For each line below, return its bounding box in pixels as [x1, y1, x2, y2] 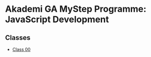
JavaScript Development [5, 14, 109, 25]
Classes [5, 33, 31, 42]
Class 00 [12, 47, 31, 52]
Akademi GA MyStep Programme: [5, 3, 147, 15]
